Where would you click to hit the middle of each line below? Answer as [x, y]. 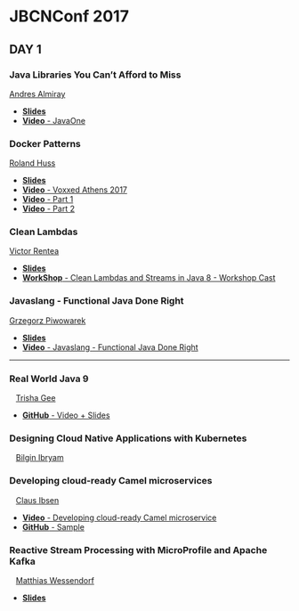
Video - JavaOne [54, 120]
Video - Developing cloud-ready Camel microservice [119, 517]
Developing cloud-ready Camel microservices [111, 481]
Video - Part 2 [48, 209]
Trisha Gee [36, 398]
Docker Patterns [45, 143]
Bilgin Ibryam [40, 458]
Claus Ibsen [37, 500]
